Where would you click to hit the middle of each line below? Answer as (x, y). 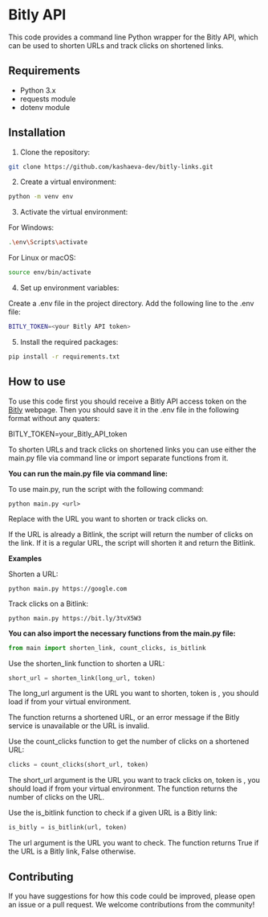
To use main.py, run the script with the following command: (106, 489)
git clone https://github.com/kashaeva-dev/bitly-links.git (111, 166)
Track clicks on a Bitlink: (49, 604)
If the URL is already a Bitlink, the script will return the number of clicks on (131, 534)
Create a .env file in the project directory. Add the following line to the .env (131, 304)
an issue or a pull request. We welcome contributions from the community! (132, 904)
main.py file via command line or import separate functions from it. (118, 458)
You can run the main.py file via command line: (88, 473)
